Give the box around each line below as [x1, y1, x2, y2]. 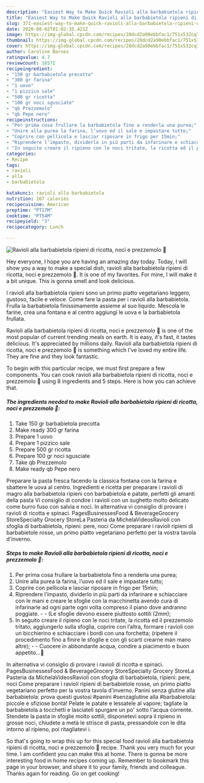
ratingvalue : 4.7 [6, 54, 50, 60]
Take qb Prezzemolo [15, 459, 67, 466]
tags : [6, 162, 20, 168]
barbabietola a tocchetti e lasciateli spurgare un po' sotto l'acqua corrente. [6, 706, 193, 713]
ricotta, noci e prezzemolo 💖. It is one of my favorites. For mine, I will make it [6, 271, 197, 278]
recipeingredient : [6, 65, 53, 72]
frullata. [6, 315, 25, 322]
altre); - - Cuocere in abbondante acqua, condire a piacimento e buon [15, 642, 190, 649]
